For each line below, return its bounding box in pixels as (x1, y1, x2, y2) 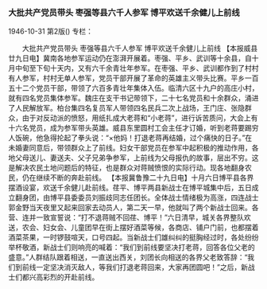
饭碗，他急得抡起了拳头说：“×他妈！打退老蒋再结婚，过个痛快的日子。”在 (14, 133, 253, 143)
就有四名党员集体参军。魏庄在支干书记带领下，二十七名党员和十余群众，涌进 (8, 93, 259, 103)
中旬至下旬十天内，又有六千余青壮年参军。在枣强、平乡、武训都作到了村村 (14, 64, 259, 73)
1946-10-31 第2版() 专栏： (8, 26, 94, 37)
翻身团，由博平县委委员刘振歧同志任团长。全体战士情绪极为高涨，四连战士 (14, 193, 259, 202)
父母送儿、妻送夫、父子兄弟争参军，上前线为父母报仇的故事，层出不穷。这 (14, 153, 259, 162)
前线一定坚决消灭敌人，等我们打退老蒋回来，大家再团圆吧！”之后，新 (21, 263, 249, 272)
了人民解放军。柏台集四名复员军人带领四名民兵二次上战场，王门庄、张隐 (8, 103, 245, 113)
